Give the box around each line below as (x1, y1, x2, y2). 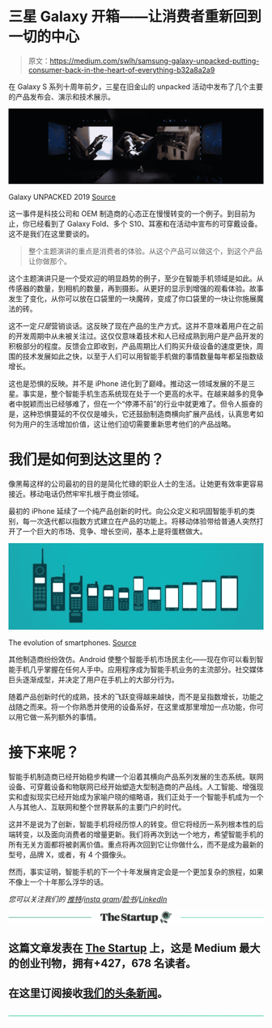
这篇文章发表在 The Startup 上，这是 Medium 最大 (8, 941, 261, 955)
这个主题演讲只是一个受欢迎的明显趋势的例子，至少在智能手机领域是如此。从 (8, 273, 264, 283)
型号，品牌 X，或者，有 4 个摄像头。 (8, 849, 131, 859)
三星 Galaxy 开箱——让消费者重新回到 (8, 7, 261, 26)
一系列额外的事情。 (36, 712, 101, 721)
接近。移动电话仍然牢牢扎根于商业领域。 (8, 489, 143, 499)
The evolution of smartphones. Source (8, 637, 137, 648)
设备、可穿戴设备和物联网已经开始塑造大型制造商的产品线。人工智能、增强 (8, 782, 257, 792)
